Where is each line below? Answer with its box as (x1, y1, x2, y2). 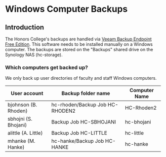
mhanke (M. (7, 138, 36, 145)
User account (10, 90, 43, 97)
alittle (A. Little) (7, 129, 43, 136)
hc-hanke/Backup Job (51, 138, 104, 145)
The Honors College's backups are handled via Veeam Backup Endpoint (5, 36, 152, 42)
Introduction (5, 23, 44, 31)
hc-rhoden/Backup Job (51, 101, 107, 108)
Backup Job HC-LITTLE (51, 129, 107, 136)
